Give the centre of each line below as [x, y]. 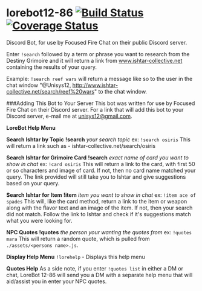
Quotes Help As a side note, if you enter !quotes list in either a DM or [95, 268]
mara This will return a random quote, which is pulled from [78, 238]
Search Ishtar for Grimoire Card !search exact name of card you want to [98, 158]
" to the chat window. [120, 91]
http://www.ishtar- [95, 85]
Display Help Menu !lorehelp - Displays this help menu [76, 257]
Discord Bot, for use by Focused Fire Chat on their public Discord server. [97, 42]
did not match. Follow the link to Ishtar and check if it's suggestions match [99, 214]
